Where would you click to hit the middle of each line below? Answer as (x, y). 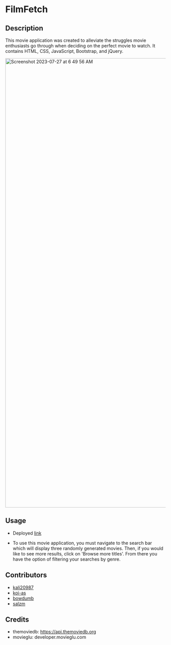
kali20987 (23, 587)
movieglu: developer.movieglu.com (49, 637)
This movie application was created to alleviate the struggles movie (76, 40)
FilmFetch (27, 9)
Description (24, 28)
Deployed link (27, 533)
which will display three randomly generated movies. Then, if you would (88, 548)
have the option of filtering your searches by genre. (66, 559)
